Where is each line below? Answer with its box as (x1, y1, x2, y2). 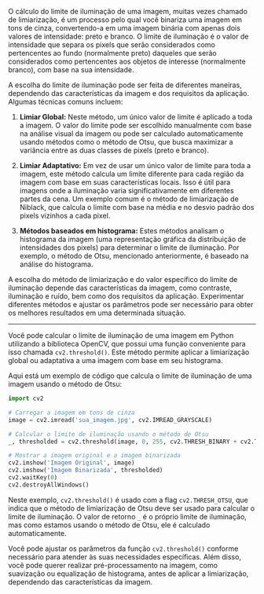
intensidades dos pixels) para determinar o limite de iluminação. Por (19, 243, 240, 252)
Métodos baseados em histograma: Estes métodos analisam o (19, 226, 225, 235)
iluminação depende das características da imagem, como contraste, (8, 283, 232, 292)
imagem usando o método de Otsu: (8, 379, 123, 388)
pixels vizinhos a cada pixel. (19, 211, 111, 220)
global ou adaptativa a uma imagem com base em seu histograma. (8, 356, 223, 365)
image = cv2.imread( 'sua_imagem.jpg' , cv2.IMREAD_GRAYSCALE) (8, 416, 213, 423)
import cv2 (8, 394, 44, 402)
